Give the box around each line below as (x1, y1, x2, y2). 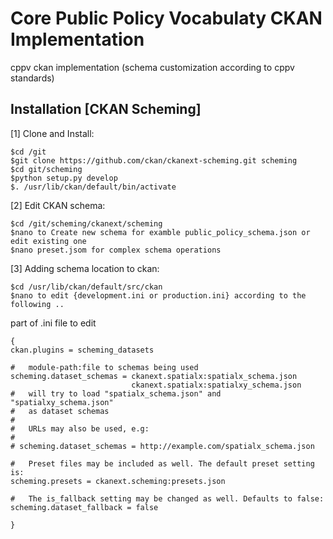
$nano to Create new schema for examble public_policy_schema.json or (10, 227, 311, 237)
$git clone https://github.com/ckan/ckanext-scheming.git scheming (10, 155, 298, 166)
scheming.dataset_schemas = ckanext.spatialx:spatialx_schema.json (10, 371, 298, 381)
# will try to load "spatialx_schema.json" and (10, 388, 222, 399)
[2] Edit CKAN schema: (10, 199, 106, 211)
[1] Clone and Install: (10, 127, 95, 139)
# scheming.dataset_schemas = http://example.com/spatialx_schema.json (10, 441, 315, 451)
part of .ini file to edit (10, 317, 97, 329)
